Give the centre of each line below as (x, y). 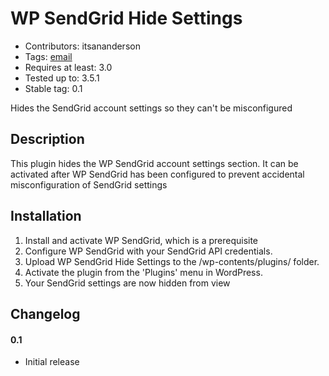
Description (47, 139)
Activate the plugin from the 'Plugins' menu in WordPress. (143, 272)
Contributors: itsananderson (82, 46)
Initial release (52, 362)
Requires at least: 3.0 (68, 67)
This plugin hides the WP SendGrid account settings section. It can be (154, 163)
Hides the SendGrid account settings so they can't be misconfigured (151, 108)
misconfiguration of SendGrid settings (89, 184)
